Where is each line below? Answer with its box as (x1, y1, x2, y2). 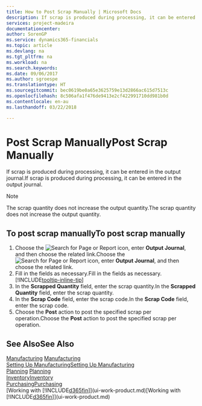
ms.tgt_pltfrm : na (6, 54, 52, 60)
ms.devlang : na (6, 48, 45, 54)
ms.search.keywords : (6, 65, 58, 71)
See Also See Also (6, 338, 74, 349)
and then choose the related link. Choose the (14, 251, 125, 258)
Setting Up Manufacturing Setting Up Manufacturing (6, 361, 134, 369)
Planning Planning (6, 367, 51, 375)
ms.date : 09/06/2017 (6, 71, 58, 77)
